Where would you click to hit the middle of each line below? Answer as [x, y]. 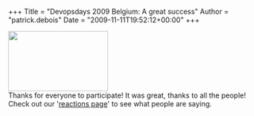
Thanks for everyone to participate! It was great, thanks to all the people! [127, 95]
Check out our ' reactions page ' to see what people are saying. [110, 104]
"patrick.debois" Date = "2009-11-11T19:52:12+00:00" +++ [104, 20]
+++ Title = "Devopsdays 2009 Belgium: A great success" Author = [118, 12]
